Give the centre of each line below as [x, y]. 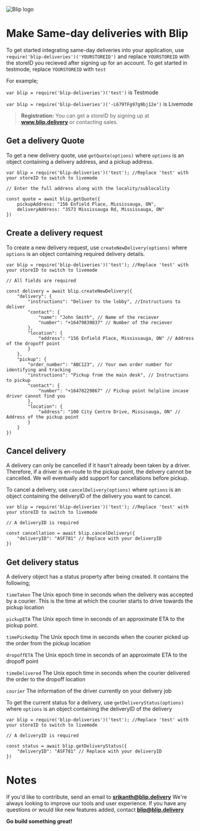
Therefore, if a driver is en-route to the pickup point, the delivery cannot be [99, 472]
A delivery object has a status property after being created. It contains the [97, 577]
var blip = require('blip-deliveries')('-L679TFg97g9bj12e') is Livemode [100, 104]
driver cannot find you [36, 396]
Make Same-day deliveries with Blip [97, 34]
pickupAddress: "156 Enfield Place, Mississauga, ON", [87, 204]
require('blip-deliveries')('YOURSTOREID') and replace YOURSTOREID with [98, 56]
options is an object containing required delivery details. [76, 254]
